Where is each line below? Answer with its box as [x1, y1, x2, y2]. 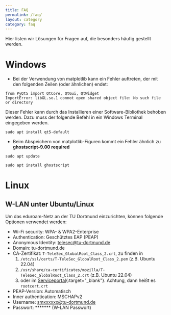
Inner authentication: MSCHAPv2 [12, 294, 83, 300]
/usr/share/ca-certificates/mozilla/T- [20, 268, 106, 273]
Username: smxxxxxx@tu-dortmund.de [12, 299, 96, 305]
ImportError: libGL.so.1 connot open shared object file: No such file [5, 95, 161, 101]
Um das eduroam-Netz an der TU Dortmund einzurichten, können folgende [5, 214, 163, 220]
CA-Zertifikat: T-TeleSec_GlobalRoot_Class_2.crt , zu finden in [12, 250, 143, 256]
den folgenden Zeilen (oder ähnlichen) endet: [12, 81, 108, 87]
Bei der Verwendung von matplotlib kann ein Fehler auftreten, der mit [12, 76, 158, 82]
